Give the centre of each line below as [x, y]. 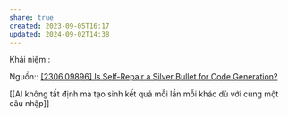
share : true [31, 17]
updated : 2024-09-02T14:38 [59, 34]
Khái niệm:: [30, 60]
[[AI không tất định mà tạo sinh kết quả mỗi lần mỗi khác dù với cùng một [144, 94]
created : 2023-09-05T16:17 [59, 26]
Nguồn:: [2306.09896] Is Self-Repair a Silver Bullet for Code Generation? [144, 77]
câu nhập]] [30, 104]
